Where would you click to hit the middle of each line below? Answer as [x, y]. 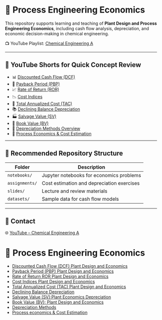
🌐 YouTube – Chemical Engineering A [42, 233]
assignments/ [22, 183]
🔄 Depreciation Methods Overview [46, 128]
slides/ [16, 191]
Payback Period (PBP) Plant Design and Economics [63, 272]
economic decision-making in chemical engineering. [57, 33]
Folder [22, 167]
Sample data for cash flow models [80, 199]
